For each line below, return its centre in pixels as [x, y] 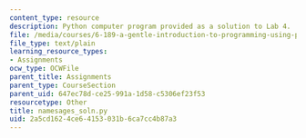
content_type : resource [55, 18]
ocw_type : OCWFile [44, 69]
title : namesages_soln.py [58, 111]
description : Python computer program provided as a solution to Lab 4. [150, 26]
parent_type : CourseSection [63, 85]
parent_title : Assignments [61, 77]
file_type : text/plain [52, 43]
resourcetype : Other [49, 102]
